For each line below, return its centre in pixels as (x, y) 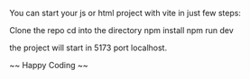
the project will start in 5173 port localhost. (88, 48)
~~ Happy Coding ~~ (49, 65)
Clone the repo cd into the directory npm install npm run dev (122, 30)
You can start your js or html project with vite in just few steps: (125, 13)
